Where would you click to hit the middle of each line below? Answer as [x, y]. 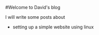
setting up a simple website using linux [53, 27]
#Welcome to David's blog [33, 7]
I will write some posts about [35, 17]
